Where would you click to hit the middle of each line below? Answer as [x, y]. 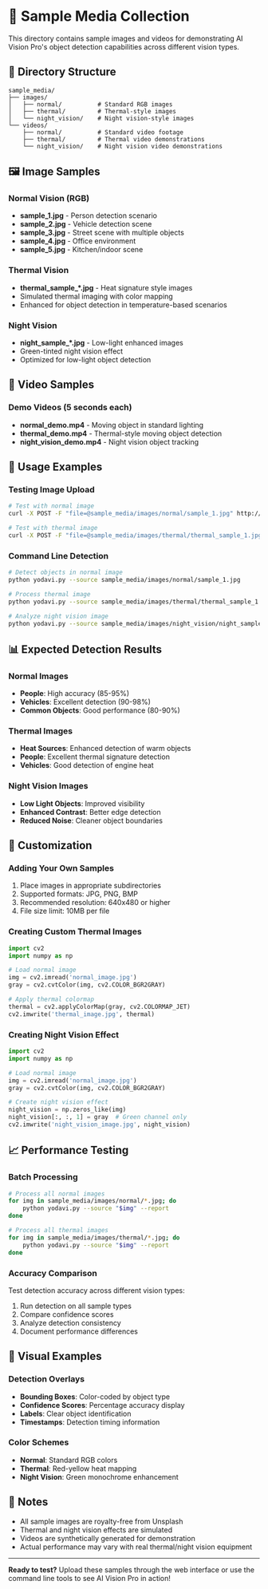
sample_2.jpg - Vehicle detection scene [86, 224]
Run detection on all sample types [75, 1306]
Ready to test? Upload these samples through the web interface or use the [132, 1569]
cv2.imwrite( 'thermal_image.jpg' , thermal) [82, 1014]
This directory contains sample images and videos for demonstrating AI [126, 38]
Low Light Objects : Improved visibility [82, 803]
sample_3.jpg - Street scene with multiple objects [102, 233]
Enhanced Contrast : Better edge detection [90, 812]
